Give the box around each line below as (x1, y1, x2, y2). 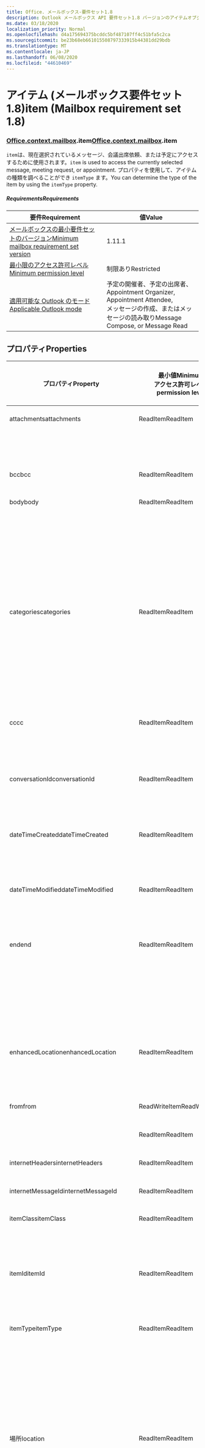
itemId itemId (9, 1269, 45, 1278)
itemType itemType (9, 1324, 62, 1333)
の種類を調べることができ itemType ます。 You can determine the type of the (6, 173, 197, 181)
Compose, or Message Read (106, 321, 188, 330)
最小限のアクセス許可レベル (9, 261, 89, 269)
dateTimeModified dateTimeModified (9, 885, 114, 894)
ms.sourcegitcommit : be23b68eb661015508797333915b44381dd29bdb (6, 37, 171, 43)
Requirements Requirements (6, 195, 79, 202)
